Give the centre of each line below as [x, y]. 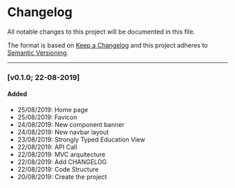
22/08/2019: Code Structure [58, 170]
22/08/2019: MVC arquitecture [61, 154]
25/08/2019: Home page [53, 110]
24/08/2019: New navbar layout [63, 132]
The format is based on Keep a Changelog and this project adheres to [108, 45]
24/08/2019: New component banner [71, 125]
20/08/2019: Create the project [62, 177]
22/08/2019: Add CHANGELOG [62, 162]
